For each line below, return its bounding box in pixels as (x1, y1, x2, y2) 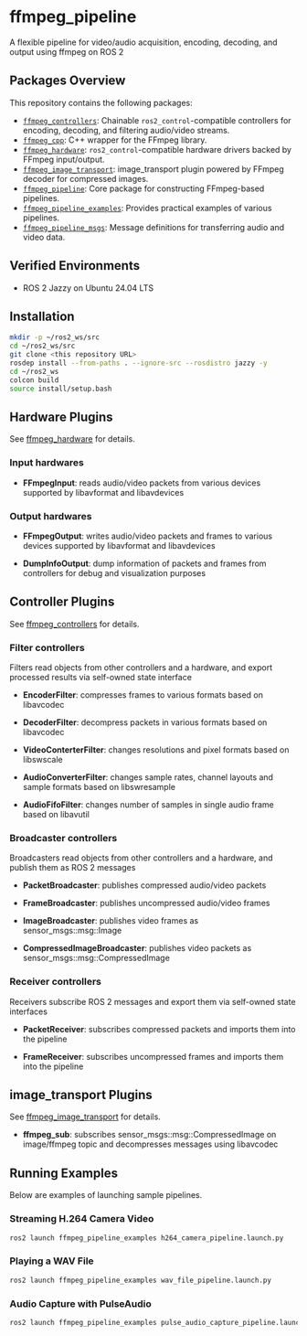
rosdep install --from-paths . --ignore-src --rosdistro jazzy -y (9, 358, 268, 368)
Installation (9, 308, 75, 324)
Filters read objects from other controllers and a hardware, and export (9, 662, 272, 673)
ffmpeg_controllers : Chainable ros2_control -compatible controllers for (22, 114, 291, 125)
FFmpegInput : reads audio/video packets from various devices (22, 477, 261, 488)
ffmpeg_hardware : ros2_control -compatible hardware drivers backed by (22, 144, 292, 155)
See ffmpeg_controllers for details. (9, 618, 140, 629)
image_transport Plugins (9, 1087, 153, 1103)
